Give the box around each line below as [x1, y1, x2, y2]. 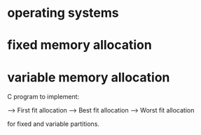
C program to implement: [7, 93, 79, 101]
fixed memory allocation [7, 37, 152, 53]
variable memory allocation [7, 69, 170, 85]
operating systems [7, 5, 119, 21]
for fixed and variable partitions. [7, 120, 100, 128]
